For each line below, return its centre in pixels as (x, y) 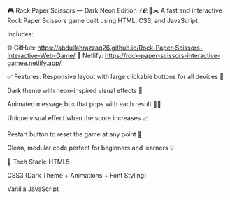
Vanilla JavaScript (33, 189)
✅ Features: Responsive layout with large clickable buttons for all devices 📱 (116, 77)
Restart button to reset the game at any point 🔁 (74, 134)
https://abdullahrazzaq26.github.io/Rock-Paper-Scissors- (120, 48)
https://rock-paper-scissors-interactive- (162, 56)
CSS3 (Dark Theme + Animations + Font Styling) (77, 175)
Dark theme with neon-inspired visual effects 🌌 (75, 91)
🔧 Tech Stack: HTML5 (38, 162)
